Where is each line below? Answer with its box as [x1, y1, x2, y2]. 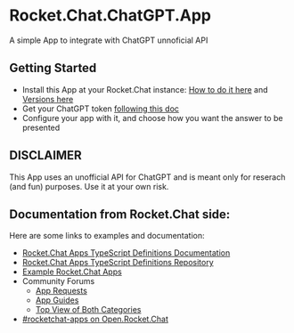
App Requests [35, 286, 87, 296]
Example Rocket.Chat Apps [21, 266, 122, 277]
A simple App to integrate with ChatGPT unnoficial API [9, 35, 208, 45]
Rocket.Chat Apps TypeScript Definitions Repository [21, 257, 214, 268]
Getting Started [9, 61, 97, 76]
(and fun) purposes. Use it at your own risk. [9, 181, 169, 191]
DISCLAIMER [9, 148, 82, 163]
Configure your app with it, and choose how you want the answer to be [21, 112, 283, 123]
